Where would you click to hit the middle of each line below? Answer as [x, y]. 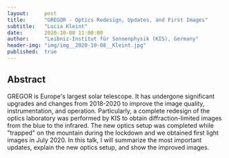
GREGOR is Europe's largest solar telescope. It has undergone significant [111, 96]
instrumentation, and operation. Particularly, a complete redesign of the [109, 111]
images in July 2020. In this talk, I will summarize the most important [104, 140]
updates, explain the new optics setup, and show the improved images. [108, 147]
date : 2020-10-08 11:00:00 [55, 33]
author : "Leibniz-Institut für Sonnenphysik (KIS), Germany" [103, 39]
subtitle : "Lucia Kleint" [48, 26]
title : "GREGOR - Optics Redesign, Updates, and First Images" [108, 20]
